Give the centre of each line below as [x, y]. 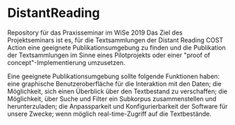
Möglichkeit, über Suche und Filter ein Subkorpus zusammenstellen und [112, 99]
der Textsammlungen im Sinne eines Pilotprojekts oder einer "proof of [109, 55]
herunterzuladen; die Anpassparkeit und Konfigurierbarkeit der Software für [117, 106]
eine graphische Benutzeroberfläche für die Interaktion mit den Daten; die [115, 83]
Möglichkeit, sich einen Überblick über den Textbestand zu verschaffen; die [117, 91]
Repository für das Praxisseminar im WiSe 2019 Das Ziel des [95, 32]
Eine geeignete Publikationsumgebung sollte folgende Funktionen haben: [114, 76]
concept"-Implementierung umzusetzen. [66, 62]
